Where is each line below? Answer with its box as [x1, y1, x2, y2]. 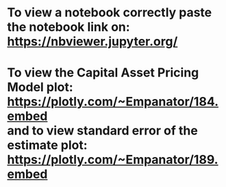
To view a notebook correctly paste [7, 5, 212, 20]
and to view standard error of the [7, 123, 199, 139]
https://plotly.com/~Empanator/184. [7, 94, 219, 110]
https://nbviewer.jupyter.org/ [7, 34, 178, 49]
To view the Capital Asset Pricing [7, 65, 199, 81]
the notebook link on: [7, 19, 130, 35]
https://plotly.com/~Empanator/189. [7, 152, 218, 168]
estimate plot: [7, 138, 88, 153]
